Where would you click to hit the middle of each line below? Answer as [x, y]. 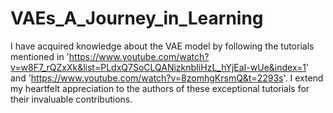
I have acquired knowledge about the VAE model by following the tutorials [162, 46]
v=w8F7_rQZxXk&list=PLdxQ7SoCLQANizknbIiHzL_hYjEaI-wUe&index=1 [158, 67]
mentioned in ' [40, 56]
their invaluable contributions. [71, 99]
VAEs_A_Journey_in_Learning [137, 18]
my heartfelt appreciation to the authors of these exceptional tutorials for [160, 88]
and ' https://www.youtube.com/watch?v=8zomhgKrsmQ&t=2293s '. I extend [167, 78]
